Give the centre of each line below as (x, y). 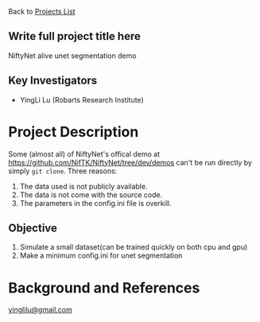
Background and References (104, 287)
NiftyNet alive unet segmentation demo (72, 56)
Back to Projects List (42, 12)
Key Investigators (53, 81)
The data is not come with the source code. (91, 195)
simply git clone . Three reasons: (63, 171)
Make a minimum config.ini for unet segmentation (101, 256)
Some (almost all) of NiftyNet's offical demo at (84, 153)
